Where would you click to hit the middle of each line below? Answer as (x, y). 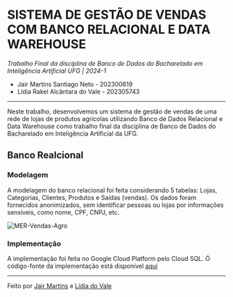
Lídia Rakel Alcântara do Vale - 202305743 (78, 91)
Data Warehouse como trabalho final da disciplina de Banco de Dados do (112, 126)
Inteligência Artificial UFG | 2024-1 (57, 71)
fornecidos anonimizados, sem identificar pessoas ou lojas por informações (115, 205)
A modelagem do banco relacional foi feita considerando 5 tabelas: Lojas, (112, 190)
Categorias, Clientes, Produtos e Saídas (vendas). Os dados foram (102, 197)
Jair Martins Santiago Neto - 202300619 (75, 84)
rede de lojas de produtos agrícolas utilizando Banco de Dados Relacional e (115, 118)
